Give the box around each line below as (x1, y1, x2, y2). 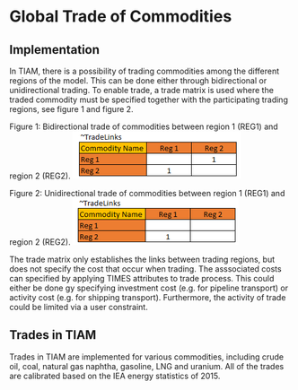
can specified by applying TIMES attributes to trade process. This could (9, 273, 275, 283)
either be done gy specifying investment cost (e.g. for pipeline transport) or (9, 282, 289, 293)
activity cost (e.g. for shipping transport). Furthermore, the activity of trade (9, 292, 286, 302)
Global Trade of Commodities (9, 6, 232, 27)
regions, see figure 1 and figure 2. (9, 104, 134, 114)
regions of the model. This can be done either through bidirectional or (9, 75, 267, 86)
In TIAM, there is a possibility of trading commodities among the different (9, 65, 280, 76)
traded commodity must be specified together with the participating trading (9, 94, 289, 105)
